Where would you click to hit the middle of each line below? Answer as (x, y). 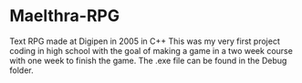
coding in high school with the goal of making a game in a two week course (151, 50)
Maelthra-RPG (65, 16)
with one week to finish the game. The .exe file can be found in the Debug (148, 60)
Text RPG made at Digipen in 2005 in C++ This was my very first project (145, 41)
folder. (21, 70)
